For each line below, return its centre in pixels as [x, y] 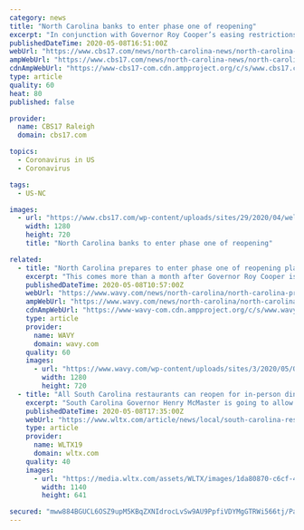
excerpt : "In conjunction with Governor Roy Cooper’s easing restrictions [153, 34]
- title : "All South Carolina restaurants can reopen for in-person [149, 394]
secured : [26, 512]
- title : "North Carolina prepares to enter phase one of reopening [149, 268]
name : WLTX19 [58, 445]
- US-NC [32, 193]
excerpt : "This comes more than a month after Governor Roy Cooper [155, 276]
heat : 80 [26, 93]
